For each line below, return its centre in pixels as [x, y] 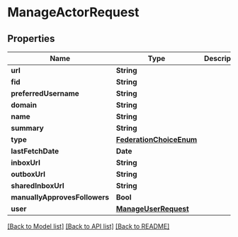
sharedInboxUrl [38, 186]
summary [27, 128]
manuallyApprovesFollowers [60, 197]
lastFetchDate [35, 151]
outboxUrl [28, 174]
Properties [31, 39]
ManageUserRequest [152, 209]
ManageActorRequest [73, 12]
